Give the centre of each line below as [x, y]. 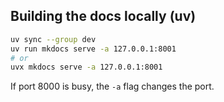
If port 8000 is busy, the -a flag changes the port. [112, 86]
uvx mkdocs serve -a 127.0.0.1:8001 [86, 67]
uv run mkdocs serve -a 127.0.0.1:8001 [93, 49]
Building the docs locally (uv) [103, 16]
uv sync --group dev [53, 39]
